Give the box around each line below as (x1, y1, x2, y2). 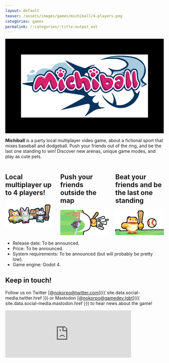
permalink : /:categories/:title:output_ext (5, 24, 98, 29)
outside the (60, 188, 97, 197)
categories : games (5, 19, 44, 24)
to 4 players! (5, 188, 46, 197)
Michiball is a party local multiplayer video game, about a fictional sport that (5, 138, 163, 144)
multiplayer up (5, 180, 52, 189)
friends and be (115, 180, 162, 189)
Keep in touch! (5, 276, 52, 285)
